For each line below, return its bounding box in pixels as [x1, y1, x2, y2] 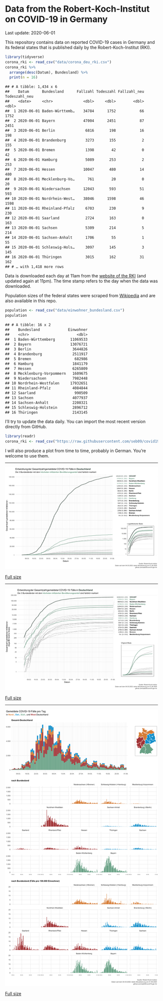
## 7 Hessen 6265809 [5, 366, 88, 371]
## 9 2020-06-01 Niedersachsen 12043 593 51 [5, 186, 145, 192]
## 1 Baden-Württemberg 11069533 [5, 337, 88, 342]
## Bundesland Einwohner [5, 328, 88, 332]
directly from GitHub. [5, 424, 47, 430]
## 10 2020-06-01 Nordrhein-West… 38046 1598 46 [5, 196, 145, 201]
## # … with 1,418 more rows [5, 264, 64, 270]
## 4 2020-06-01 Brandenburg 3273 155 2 [5, 138, 145, 143]
